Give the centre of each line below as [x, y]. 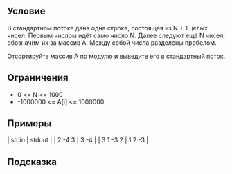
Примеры [29, 124]
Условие [26, 11]
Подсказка [32, 162]
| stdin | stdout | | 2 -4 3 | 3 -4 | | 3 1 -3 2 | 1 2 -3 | [78, 140]
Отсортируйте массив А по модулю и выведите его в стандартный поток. [116, 56]
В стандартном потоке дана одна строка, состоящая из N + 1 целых [108, 28]
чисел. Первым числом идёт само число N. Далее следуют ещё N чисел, [116, 35]
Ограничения [38, 78]
